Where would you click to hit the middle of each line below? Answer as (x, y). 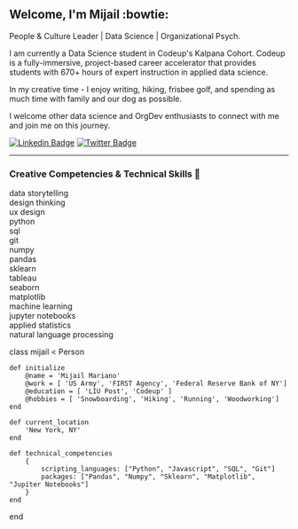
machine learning (41, 306)
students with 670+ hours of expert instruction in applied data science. (139, 72)
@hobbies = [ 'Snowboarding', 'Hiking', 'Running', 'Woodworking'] (152, 399)
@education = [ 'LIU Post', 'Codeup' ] (99, 391)
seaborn (24, 288)
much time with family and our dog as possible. (95, 99)
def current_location (49, 422)
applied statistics (40, 325)
